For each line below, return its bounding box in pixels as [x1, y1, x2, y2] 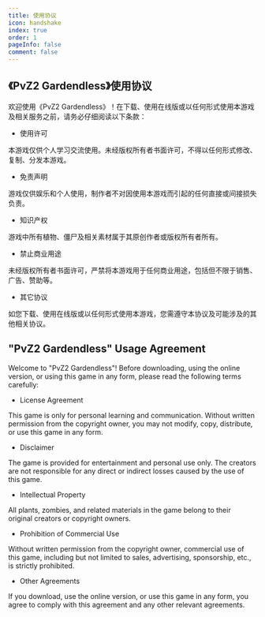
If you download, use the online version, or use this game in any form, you [8, 591, 249, 600]
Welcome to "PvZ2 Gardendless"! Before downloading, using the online [8, 363, 241, 372]
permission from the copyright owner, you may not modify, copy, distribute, [8, 419, 253, 428]
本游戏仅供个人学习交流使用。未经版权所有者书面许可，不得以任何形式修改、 [8, 145, 257, 155]
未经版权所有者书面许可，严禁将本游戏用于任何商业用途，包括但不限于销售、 [8, 265, 257, 275]
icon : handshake [8, 19, 62, 27]
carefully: [8, 380, 39, 389]
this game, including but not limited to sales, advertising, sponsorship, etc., [8, 552, 252, 562]
